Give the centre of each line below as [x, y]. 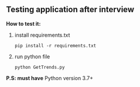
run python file [32, 56]
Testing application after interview [70, 10]
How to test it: [23, 23]
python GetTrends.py [40, 67]
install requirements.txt [42, 35]
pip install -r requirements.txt [55, 46]
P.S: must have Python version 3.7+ [50, 78]
